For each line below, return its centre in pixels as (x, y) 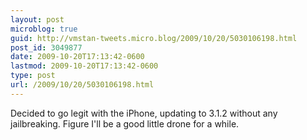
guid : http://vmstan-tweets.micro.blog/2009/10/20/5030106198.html (154, 38)
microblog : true (44, 29)
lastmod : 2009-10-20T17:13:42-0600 (84, 66)
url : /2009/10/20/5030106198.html (82, 85)
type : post (33, 76)
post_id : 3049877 (46, 47)
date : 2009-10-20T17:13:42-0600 (77, 57)
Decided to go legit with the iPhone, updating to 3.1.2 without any (144, 113)
